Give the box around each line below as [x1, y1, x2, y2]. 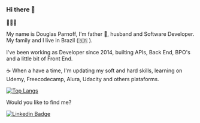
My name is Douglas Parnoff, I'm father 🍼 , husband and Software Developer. [6, 30, 195, 38]
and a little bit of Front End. [6, 55, 73, 62]
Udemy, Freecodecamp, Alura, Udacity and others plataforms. [6, 76, 160, 83]
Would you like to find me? [6, 99, 72, 106]
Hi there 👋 [6, 5, 36, 14]
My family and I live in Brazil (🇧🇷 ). [6, 37, 93, 44]
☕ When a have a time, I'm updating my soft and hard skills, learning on [6, 67, 183, 74]
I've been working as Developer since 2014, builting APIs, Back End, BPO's [6, 49, 190, 56]
